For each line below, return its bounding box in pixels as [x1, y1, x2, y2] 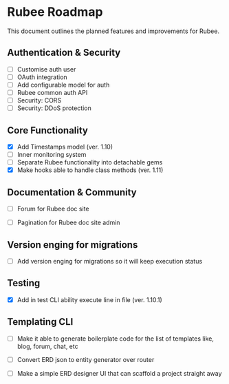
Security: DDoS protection [17, 104, 91, 112]
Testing [7, 277, 41, 289]
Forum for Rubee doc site [17, 204, 89, 213]
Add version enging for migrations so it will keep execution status [17, 257, 203, 265]
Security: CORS [17, 96, 62, 104]
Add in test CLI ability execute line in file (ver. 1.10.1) [17, 295, 163, 303]
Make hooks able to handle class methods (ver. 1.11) [17, 166, 164, 174]
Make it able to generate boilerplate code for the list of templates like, [17, 334, 215, 343]
